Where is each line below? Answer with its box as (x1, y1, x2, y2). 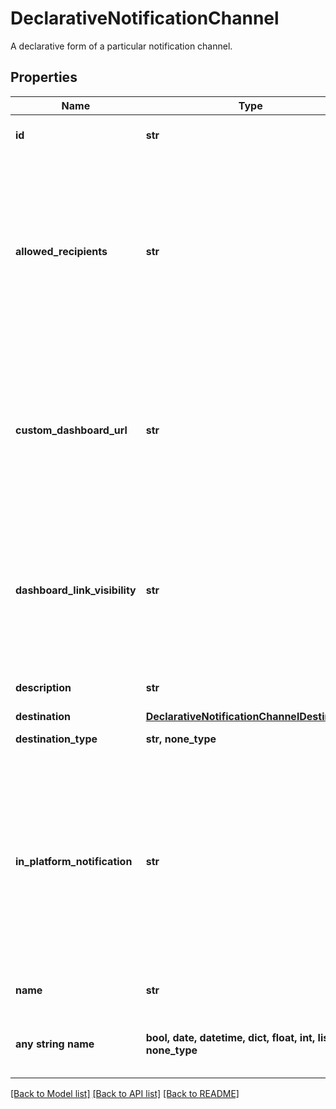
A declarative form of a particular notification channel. (10, 40, 233, 52)
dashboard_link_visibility (15, 583, 137, 597)
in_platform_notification (15, 854, 133, 868)
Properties (10, 69, 78, 86)
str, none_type (145, 732, 217, 746)
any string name (15, 1037, 95, 1051)
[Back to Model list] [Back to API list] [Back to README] (10, 1087, 240, 1099)
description (15, 680, 72, 694)
